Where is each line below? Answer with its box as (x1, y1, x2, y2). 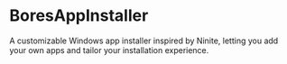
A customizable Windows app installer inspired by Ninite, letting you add (9, 35, 279, 46)
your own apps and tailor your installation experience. (9, 44, 209, 55)
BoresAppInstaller (9, 5, 149, 26)
